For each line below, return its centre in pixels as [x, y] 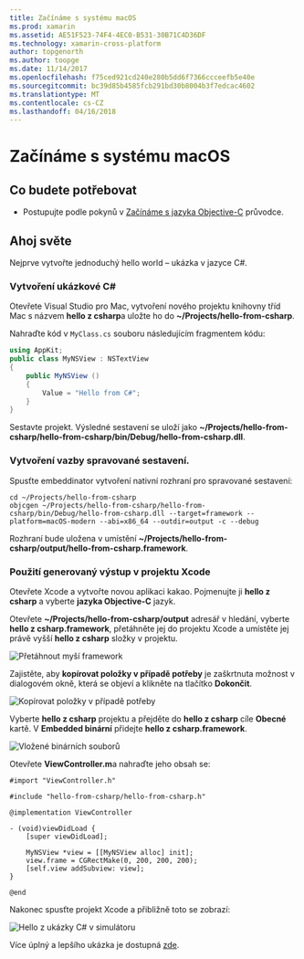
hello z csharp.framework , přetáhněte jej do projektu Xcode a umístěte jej [149, 628]
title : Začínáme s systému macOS [73, 18]
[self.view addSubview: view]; [85, 869]
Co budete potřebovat [73, 190]
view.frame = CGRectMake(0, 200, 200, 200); [112, 860]
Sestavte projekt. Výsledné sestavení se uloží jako [104, 427]
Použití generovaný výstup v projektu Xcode [110, 572]
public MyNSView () [63, 375]
